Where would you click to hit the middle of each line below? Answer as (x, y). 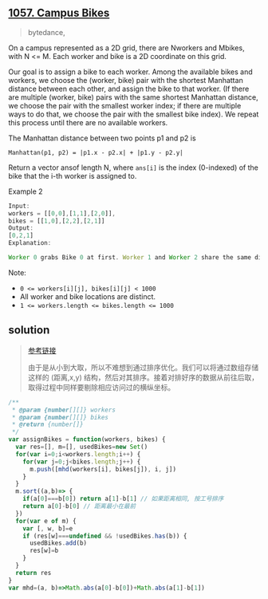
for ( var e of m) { (46, 521)
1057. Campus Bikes (59, 13)
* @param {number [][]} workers (63, 410)
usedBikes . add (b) (58, 543)
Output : (21, 228)
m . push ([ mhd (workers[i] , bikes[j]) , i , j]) (103, 469)
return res (33, 573)
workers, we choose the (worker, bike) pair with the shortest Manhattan (126, 80)
